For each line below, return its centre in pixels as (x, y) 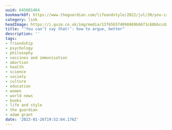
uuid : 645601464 (23, 10)
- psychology (19, 48)
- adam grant (19, 115)
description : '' (23, 34)
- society (16, 77)
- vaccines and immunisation (36, 58)
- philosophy (19, 53)
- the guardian (21, 110)
